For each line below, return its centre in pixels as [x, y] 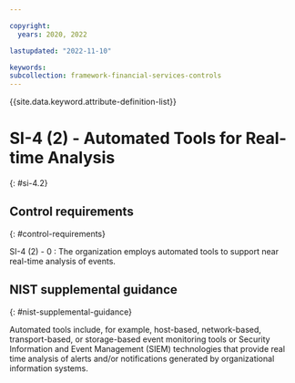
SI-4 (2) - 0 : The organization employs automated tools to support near [144, 251]
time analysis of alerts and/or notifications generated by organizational [142, 358]
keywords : [28, 67]
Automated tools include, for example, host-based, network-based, [136, 329]
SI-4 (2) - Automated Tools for [126, 139]
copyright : [30, 26]
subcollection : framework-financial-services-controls [116, 76]
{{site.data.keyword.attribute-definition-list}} [93, 102]
